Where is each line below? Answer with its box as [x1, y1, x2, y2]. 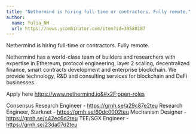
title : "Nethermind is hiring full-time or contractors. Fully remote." [6, 8, 191, 15]
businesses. [6, 79, 36, 86]
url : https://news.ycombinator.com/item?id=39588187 [11, 25, 146, 32]
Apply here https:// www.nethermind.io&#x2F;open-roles [6, 90, 145, 98]
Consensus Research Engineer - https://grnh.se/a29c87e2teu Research [6, 102, 183, 109]
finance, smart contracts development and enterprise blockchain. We [6, 66, 177, 74]
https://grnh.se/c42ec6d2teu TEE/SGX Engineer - [6, 115, 129, 122]
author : [6, 14, 26, 20]
